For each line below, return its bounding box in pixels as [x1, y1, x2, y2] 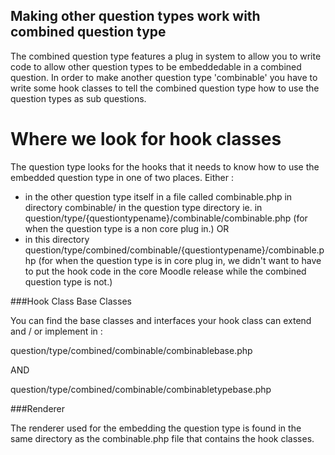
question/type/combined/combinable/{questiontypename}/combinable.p [24, 244, 325, 256]
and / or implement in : [10, 325, 103, 337]
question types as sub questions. [10, 92, 147, 104]
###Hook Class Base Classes [10, 295, 132, 307]
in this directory [24, 233, 90, 245]
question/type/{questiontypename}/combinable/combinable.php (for [24, 212, 308, 224]
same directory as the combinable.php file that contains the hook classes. [10, 432, 315, 444]
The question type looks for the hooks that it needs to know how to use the [10, 160, 320, 173]
